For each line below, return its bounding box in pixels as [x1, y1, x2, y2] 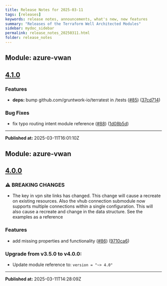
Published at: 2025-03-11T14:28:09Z [5, 276, 82, 282]
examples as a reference [12, 214, 63, 220]
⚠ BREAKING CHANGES [5, 181, 65, 188]
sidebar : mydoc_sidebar [5, 26, 55, 31]
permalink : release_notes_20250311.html [5, 30, 90, 35]
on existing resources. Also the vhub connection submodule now [12, 198, 146, 204]
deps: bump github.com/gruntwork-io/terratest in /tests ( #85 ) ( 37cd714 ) [12, 97, 161, 103]
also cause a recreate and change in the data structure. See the [12, 209, 143, 215]
